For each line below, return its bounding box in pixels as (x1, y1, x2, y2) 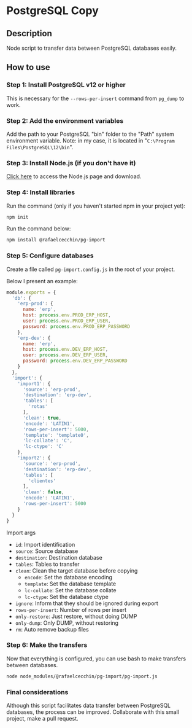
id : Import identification (15, 541, 75, 548)
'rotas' (28, 404, 48, 410)
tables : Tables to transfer (15, 560, 80, 568)
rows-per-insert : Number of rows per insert (15, 606, 127, 613)
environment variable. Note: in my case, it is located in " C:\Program (6, 136, 175, 144)
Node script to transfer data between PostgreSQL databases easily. (6, 44, 177, 52)
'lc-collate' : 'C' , (22, 437, 72, 444)
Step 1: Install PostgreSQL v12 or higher (6, 80, 126, 89)
